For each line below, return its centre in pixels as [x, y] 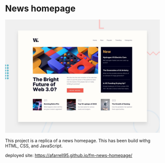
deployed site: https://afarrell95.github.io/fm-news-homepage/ [69, 156]
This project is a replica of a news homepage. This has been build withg [78, 141]
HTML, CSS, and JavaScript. [34, 146]
